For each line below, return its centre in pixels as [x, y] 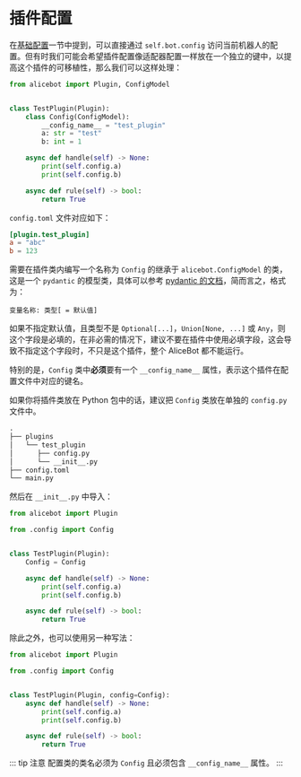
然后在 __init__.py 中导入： [61, 497]
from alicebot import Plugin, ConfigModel [90, 84]
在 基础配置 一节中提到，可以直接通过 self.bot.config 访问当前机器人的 [140, 45]
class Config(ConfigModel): [77, 117]
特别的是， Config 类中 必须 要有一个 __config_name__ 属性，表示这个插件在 [145, 370]
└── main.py [31, 478]
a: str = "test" [72, 134]
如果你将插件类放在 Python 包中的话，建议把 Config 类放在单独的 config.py [148, 400]
